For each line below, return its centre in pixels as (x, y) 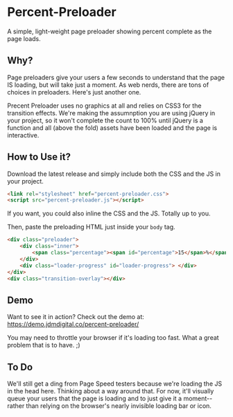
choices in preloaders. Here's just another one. (74, 92)
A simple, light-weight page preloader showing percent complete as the (110, 31)
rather (16, 406)
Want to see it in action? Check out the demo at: (76, 317)
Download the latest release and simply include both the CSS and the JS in (114, 174)
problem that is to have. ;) (44, 345)
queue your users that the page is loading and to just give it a (95, 399)
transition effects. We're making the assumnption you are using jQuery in (111, 113)
